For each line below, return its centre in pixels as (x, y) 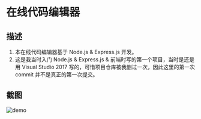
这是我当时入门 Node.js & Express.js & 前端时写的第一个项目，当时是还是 (105, 59)
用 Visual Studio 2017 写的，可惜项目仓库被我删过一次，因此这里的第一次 (105, 67)
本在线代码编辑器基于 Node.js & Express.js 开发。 (76, 52)
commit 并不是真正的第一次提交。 (56, 75)
